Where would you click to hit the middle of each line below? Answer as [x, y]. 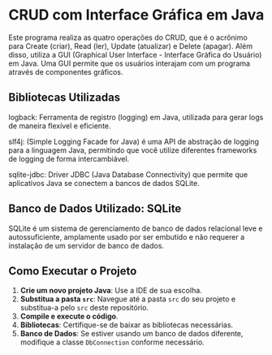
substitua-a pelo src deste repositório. [84, 308]
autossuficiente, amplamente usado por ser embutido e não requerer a [127, 236]
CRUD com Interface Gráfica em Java [136, 15]
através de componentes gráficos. [66, 71]
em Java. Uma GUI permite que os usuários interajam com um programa [129, 63]
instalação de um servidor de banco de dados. [86, 245]
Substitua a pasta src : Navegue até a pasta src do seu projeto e [128, 299]
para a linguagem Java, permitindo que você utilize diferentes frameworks [133, 150]
